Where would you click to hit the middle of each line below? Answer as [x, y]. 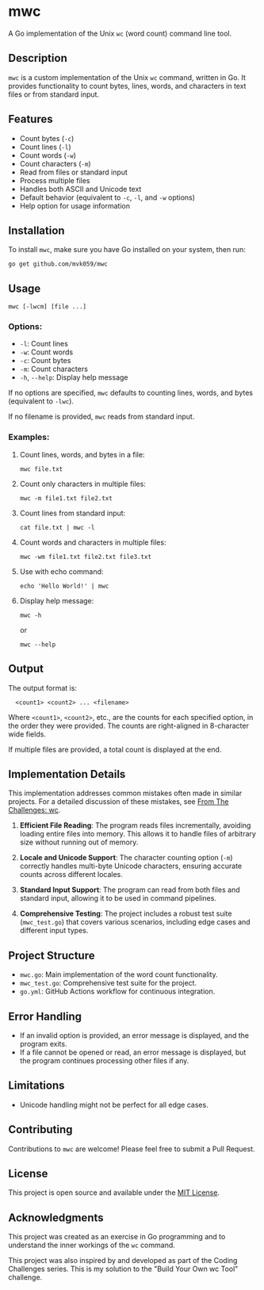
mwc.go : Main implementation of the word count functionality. [119, 974]
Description [38, 58]
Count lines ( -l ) [45, 147]
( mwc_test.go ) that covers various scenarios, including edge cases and [135, 922]
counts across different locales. [71, 875]
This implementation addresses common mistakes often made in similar [125, 793]
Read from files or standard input [74, 172]
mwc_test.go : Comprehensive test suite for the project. [108, 983]
